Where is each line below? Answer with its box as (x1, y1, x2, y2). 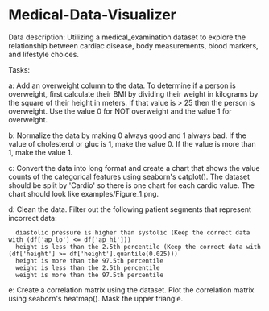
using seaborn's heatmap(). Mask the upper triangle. (8, 293, 184, 303)
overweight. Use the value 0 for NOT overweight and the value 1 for (8, 106, 232, 116)
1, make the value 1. (8, 147, 73, 157)
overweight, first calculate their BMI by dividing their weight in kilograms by (8, 89, 259, 98)
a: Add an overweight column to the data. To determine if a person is (8, 81, 236, 90)
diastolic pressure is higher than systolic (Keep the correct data (15, 228, 250, 237)
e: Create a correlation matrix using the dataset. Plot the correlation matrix (8, 284, 255, 295)
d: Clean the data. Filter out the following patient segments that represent (8, 204, 252, 214)
